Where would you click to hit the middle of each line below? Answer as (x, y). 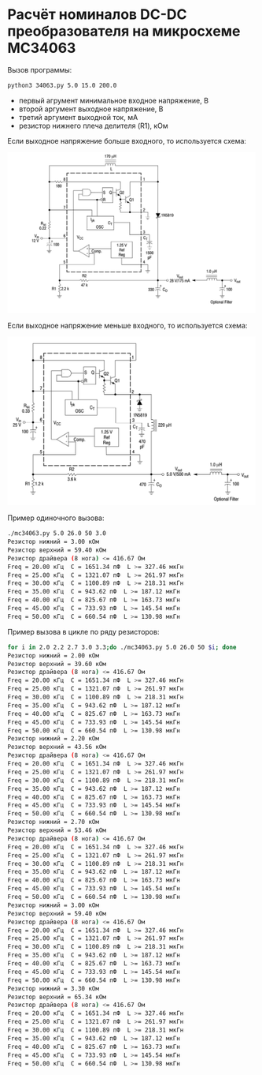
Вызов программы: (40, 69)
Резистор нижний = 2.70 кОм (54, 822)
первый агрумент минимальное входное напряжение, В (114, 100)
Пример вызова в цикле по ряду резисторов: (83, 631)
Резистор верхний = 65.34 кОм (57, 997)
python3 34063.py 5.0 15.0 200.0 (62, 85)
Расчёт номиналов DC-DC (97, 15)
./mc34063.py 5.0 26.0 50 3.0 (57, 534)
